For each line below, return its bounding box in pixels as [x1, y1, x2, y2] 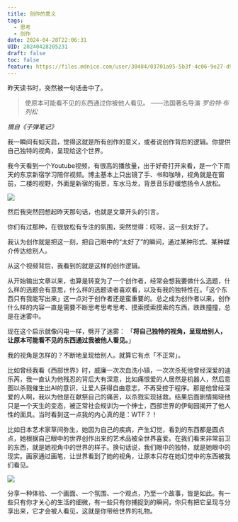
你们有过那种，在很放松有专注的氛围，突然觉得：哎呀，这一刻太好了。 [7, 222, 212, 231]
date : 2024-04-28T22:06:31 [7, 37, 87, 44]
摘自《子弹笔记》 [7, 122, 57, 131]
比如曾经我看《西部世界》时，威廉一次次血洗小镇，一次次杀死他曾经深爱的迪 [7, 365, 231, 374]
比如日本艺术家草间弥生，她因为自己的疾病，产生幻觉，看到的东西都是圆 [7, 425, 218, 433]
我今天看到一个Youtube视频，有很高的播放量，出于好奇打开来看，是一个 [7, 161, 218, 170]
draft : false [7, 50, 46, 57]
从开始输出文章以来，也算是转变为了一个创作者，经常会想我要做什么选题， [7, 276, 225, 285]
